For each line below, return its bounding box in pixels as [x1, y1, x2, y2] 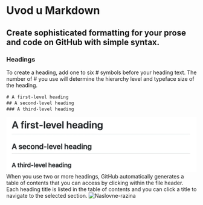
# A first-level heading [6, 94, 69, 100]
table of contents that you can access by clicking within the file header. [6, 179, 184, 187]
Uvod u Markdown [6, 4, 100, 17]
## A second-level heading [6, 100, 74, 106]
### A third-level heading [6, 106, 74, 112]
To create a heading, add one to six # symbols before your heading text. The [6, 69, 197, 76]
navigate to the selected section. [6, 192, 88, 200]
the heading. [6, 81, 38, 89]
